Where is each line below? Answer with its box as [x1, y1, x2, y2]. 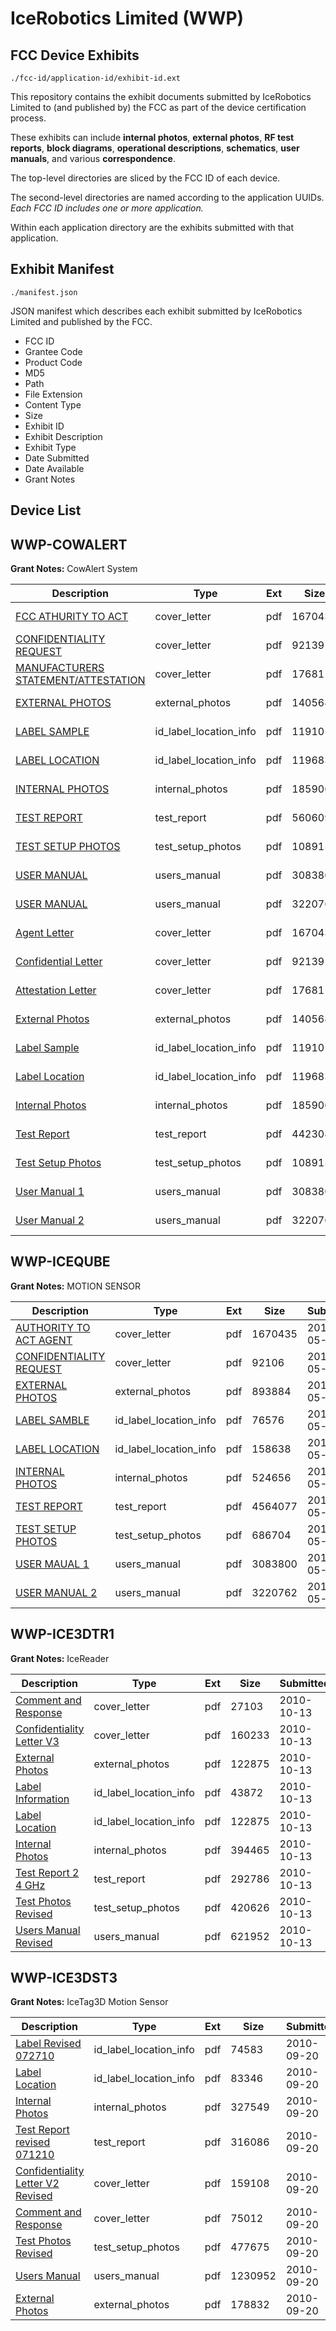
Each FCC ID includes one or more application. [10, 202, 204, 214]
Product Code [24, 356, 83, 368]
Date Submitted [24, 452, 90, 464]
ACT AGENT [15, 1333, 73, 1347]
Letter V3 [15, 1734, 60, 1748]
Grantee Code [24, 345, 83, 357]
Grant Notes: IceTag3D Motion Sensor [10, 1996, 169, 2008]
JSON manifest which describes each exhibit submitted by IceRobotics [10, 305, 303, 317]
